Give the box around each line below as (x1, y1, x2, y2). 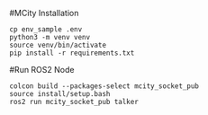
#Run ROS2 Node (9, 65, 75, 75)
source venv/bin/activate (9, 40, 106, 49)
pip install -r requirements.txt (9, 49, 135, 57)
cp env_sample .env (9, 25, 83, 34)
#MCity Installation (9, 8, 79, 18)
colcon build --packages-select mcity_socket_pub (9, 82, 200, 91)
